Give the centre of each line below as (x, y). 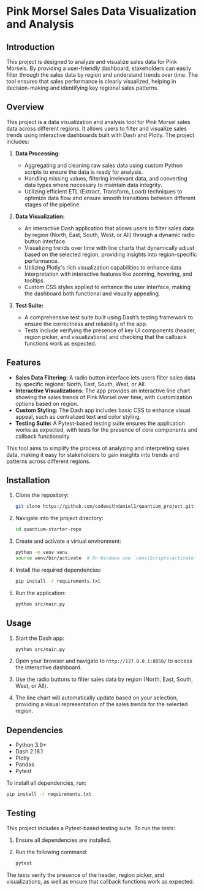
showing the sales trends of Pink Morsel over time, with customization (104, 397)
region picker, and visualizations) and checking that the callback (105, 337)
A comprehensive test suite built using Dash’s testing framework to (109, 317)
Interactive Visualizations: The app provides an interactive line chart (103, 391)
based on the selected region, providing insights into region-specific (111, 254)
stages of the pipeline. (52, 204)
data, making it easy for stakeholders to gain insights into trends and (93, 454)
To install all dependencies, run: (47, 783)
